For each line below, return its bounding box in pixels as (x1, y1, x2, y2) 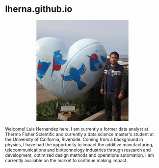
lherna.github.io (5, 3, 73, 15)
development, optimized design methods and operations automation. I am (5, 152, 154, 158)
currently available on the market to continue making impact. (5, 157, 128, 163)
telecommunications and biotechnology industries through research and (5, 147, 151, 153)
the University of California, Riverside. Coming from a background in (5, 136, 143, 142)
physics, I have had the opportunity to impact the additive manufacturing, (5, 141, 154, 147)
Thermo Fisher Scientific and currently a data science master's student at (5, 131, 154, 137)
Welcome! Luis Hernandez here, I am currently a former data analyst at (5, 126, 149, 132)
